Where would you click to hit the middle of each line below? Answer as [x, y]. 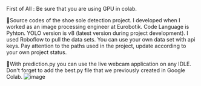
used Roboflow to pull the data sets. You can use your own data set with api [101, 39]
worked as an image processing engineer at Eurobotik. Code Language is [98, 27]
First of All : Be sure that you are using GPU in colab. [72, 9]
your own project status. [37, 52]
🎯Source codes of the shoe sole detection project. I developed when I [93, 20]
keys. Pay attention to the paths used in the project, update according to [96, 46]
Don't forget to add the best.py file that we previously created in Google [96, 70]
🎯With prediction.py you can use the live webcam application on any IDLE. [99, 64]
